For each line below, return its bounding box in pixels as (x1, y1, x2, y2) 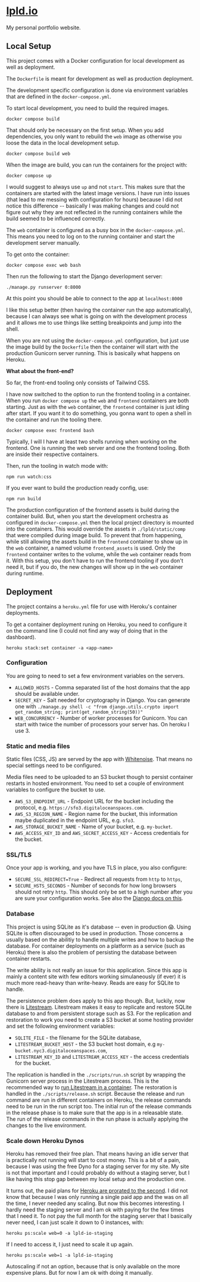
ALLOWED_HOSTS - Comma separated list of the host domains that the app (14, 683, 190, 691)
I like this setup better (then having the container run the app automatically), (6, 306, 192, 313)
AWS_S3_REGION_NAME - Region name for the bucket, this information (14, 811, 177, 818)
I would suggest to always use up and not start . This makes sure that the (6, 183, 186, 190)
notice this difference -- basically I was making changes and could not (6, 202, 179, 209)
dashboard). (6, 633, 36, 640)
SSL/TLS (6, 850, 32, 859)
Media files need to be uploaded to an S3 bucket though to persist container (6, 773, 193, 781)
